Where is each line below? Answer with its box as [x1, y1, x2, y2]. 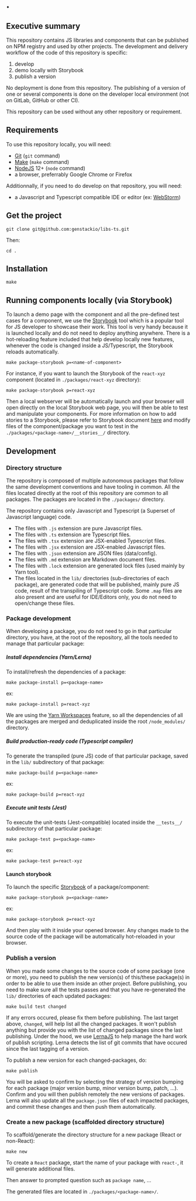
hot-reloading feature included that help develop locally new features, [6, 336, 174, 343]
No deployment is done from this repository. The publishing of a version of [6, 85, 186, 91]
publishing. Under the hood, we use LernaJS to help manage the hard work [6, 1032, 187, 1039]
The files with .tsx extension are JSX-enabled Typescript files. [14, 537, 166, 544]
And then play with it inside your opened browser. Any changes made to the [6, 927, 189, 934]
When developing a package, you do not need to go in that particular [6, 628, 172, 635]
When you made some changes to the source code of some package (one [6, 967, 185, 974]
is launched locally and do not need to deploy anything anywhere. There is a [6, 329, 190, 337]
